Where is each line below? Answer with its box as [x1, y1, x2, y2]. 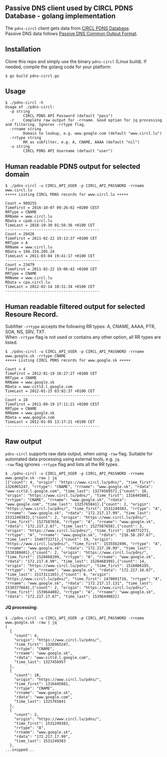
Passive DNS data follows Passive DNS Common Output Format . [5, 30, 138, 37]
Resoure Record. [5, 310, 58, 319]
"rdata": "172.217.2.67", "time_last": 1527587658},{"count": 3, [5, 524, 144, 529]
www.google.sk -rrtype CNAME [5, 354, 66, 359]
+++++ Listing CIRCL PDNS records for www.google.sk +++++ [5, 358, 131, 363]
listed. [5, 340, 18, 346]
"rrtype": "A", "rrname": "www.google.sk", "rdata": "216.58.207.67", [5, 532, 155, 537]
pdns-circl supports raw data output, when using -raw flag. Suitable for [5, 450, 153, 457]
